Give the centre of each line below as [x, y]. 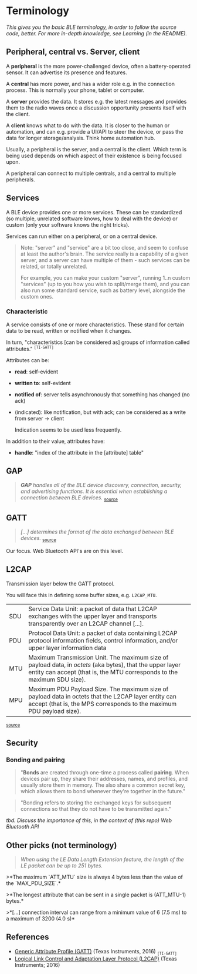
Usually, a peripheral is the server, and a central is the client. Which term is [96, 149]
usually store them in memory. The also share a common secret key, [103, 785]
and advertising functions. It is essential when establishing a [94, 491]
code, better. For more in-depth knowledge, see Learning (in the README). [97, 33]
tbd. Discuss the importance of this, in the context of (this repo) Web [89, 820]
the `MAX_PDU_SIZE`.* [33, 883]
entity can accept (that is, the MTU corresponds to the [103, 672]
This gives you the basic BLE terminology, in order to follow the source [91, 27]
